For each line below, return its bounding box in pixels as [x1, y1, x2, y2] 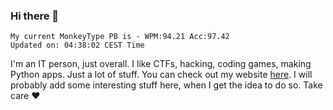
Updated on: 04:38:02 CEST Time [10, 40, 145, 51]
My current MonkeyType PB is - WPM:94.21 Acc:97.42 [10, 32, 230, 42]
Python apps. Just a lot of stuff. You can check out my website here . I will [10, 69, 313, 81]
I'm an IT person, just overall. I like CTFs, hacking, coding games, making [10, 58, 312, 70]
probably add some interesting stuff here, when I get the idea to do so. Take [10, 79, 323, 91]
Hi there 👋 [10, 9, 60, 23]
